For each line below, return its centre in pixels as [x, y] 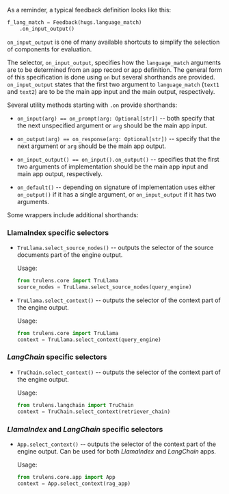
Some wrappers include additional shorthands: [73, 214]
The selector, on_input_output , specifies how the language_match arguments [114, 62]
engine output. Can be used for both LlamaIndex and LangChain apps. [117, 451]
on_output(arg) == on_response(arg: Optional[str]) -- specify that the [119, 138]
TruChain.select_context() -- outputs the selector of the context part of [119, 372]
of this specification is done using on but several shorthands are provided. [111, 77]
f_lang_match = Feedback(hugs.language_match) [75, 23]
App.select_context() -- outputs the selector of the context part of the [117, 444]
